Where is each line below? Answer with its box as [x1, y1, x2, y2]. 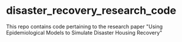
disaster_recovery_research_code [6, 4, 177, 17]
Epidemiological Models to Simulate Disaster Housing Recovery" [6, 29, 163, 36]
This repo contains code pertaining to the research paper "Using [6, 23, 163, 30]
